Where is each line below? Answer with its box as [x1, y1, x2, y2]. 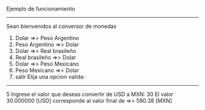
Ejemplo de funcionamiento [6, 5, 75, 12]
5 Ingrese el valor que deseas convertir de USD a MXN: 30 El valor [6, 91, 174, 98]
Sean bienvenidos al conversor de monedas [6, 22, 117, 30]
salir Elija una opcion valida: [15, 73, 85, 80]
